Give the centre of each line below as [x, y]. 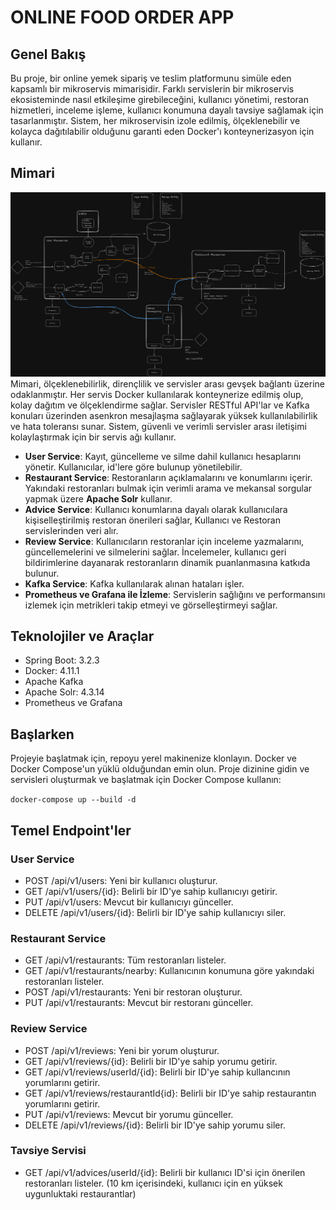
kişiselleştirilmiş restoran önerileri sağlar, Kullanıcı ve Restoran [152, 520]
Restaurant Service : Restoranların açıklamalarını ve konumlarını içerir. [168, 477]
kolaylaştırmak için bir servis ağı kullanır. [93, 437]
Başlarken [42, 734]
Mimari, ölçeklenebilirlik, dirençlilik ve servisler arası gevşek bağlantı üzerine [167, 383]
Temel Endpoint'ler [71, 830]
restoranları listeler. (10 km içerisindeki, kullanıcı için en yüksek [153, 1183]
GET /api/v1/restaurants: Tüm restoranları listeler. [125, 960]
